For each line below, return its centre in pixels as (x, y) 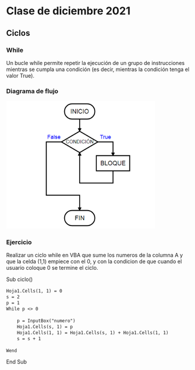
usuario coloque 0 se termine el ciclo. (52, 268)
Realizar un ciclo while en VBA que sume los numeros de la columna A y (95, 255)
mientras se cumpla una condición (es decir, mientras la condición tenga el (98, 69)
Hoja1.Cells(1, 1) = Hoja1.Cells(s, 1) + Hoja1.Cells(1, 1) (93, 333)
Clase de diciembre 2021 (68, 11)
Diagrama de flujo (32, 91)
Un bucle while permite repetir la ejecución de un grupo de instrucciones (95, 63)
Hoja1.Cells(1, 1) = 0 (34, 291)
